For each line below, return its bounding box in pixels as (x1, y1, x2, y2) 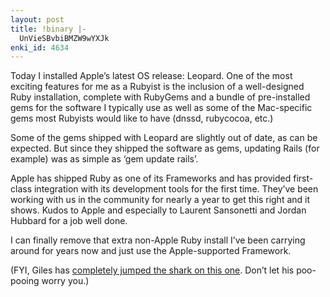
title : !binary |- (10, 24, 87, 34)
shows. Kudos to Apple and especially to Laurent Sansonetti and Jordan (10, 204, 307, 216)
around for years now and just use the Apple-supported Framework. (10, 245, 292, 257)
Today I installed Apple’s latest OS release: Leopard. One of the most (10, 70, 293, 82)
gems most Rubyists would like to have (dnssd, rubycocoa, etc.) (10, 112, 274, 125)
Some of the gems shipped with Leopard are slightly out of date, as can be (10, 132, 318, 144)
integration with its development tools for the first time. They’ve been (33, 183, 319, 195)
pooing (10, 275, 40, 287)
